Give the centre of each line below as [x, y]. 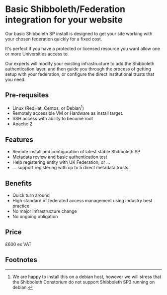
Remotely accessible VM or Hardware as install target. [68, 113]
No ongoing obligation [35, 217]
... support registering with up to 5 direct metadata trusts [70, 168]
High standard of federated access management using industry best [82, 201]
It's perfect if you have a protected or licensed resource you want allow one [83, 48]
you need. [15, 79]
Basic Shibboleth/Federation [65, 9]
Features [19, 140]
